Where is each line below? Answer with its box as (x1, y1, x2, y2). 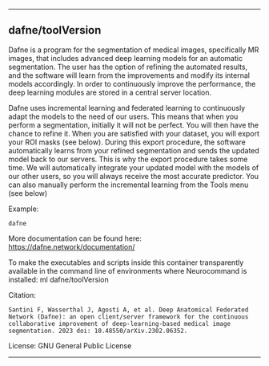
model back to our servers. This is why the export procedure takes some (8, 154, 248, 164)
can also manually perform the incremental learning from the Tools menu (8, 180, 249, 189)
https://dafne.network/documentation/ (8, 242, 135, 251)
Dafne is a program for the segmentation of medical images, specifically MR (8, 45, 259, 55)
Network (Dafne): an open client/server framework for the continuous (8, 312, 249, 321)
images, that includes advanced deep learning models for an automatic (8, 53, 243, 63)
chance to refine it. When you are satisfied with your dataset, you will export (8, 128, 260, 138)
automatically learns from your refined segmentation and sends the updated (8, 145, 260, 155)
